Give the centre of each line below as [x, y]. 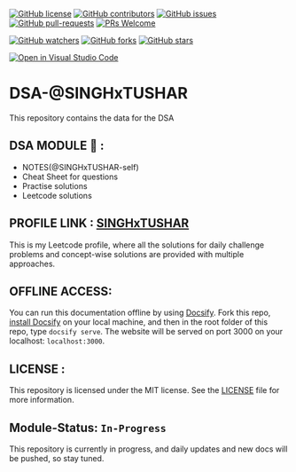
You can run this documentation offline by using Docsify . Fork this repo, [140, 313]
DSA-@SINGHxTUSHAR [99, 94]
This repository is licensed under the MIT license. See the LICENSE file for [144, 390]
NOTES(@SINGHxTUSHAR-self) [80, 167]
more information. [42, 400]
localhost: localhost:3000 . [57, 341]
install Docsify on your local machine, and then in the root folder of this [139, 322]
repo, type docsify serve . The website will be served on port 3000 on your [146, 332]
